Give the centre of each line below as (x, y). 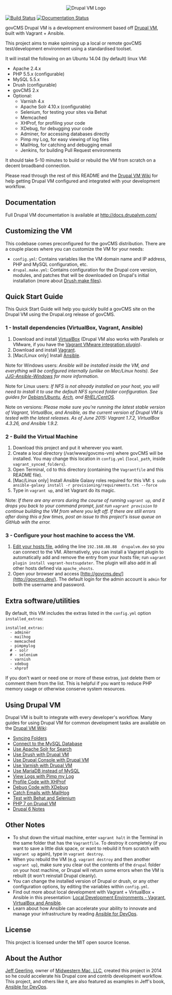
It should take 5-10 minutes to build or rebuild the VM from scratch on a (81, 160)
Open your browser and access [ (47, 574)
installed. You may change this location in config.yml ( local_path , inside (89, 459)
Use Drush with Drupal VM (41, 754)
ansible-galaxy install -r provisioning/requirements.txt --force (85, 485)
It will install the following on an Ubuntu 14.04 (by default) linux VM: (76, 58)
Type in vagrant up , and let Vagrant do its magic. (64, 490)
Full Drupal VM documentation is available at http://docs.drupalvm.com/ (81, 215)
